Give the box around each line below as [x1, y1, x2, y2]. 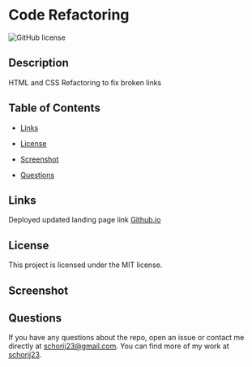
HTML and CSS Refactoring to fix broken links [8, 77, 162, 87]
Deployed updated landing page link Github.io [8, 215, 161, 225]
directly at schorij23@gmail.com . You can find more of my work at [8, 341, 229, 351]
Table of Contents [8, 101, 101, 115]
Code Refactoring [8, 6, 130, 24]
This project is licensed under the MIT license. [8, 260, 163, 270]
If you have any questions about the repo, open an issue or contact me [8, 333, 245, 343]
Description [8, 56, 69, 70]
